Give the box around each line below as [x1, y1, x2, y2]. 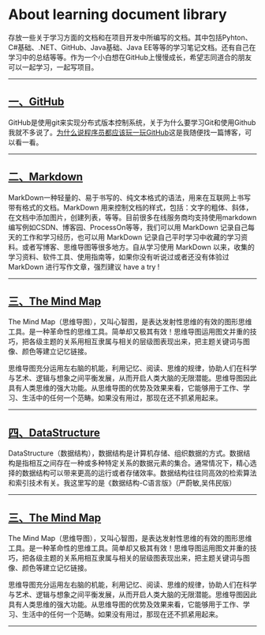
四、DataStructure [8, 425, 101, 440]
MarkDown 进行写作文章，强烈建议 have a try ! [8, 262, 160, 271]
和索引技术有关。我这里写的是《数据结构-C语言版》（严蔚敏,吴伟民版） [8, 478, 237, 488]
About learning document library [8, 6, 227, 24]
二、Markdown [8, 170, 84, 183]
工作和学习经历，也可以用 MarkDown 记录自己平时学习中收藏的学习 [21, 232, 241, 242]
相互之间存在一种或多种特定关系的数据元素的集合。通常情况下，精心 [28, 459, 250, 468]
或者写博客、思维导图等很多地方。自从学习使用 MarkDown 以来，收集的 [21, 242, 255, 251]
